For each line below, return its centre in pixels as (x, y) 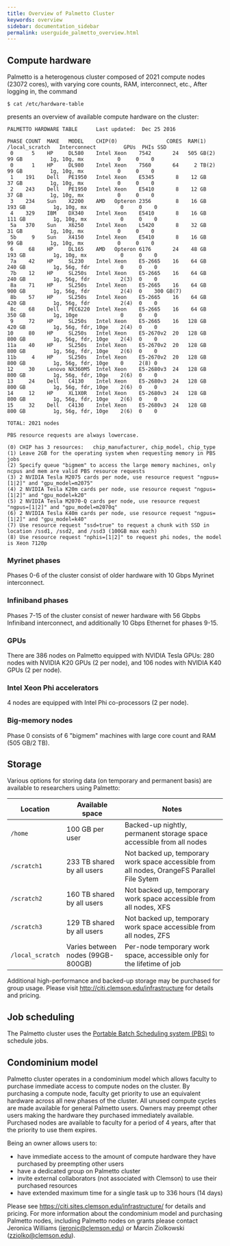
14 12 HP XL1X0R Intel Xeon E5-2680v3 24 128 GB (107, 394)
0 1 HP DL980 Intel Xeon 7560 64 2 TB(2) (113, 165)
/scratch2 (26, 899)
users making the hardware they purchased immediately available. (101, 1115)
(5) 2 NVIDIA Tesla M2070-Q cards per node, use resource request (104, 501)
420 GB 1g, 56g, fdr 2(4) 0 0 (82, 303)
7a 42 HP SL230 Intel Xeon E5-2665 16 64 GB (108, 261)
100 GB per (85, 829)
